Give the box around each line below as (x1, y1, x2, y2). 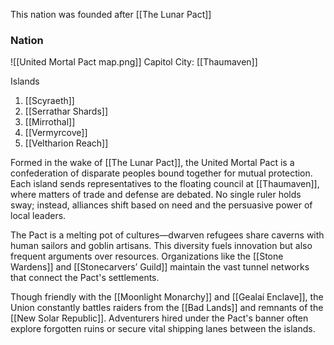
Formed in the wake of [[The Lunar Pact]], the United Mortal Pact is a (10, 157, 295, 169)
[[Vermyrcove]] (24, 127, 88, 139)
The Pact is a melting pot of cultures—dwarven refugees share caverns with (10, 229, 325, 241)
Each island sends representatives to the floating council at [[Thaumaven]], (10, 178, 320, 190)
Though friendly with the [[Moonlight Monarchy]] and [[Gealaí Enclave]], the (10, 291, 324, 303)
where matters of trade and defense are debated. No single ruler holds (10, 189, 302, 201)
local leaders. (10, 210, 67, 222)
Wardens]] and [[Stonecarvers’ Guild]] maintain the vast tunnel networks (10, 261, 310, 273)
